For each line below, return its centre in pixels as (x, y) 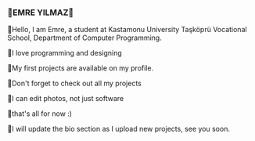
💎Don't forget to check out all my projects (74, 83)
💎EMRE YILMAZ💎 (41, 13)
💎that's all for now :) (40, 114)
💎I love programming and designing (65, 53)
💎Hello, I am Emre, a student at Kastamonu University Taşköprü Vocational (127, 30)
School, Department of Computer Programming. (84, 38)
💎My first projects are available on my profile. (81, 68)
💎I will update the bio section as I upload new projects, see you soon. (119, 129)
